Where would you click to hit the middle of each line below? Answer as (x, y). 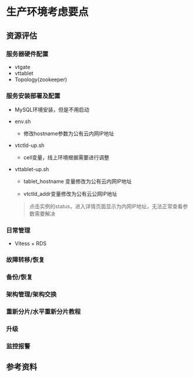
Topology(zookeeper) (41, 79)
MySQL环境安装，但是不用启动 (52, 110)
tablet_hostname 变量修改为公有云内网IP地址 (78, 181)
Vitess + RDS (31, 243)
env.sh (23, 122)
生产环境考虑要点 (48, 12)
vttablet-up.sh (32, 169)
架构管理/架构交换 (31, 295)
